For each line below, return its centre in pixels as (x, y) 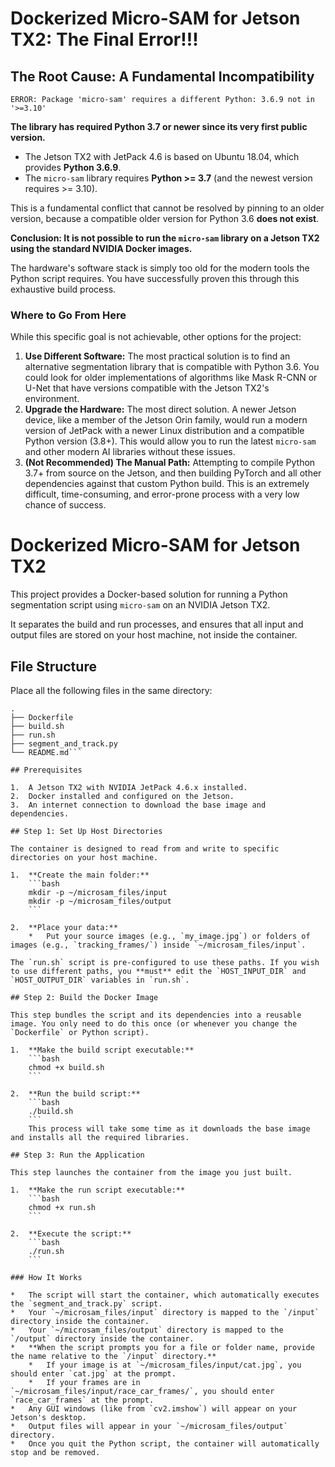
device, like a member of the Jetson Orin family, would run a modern (166, 420)
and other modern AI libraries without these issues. (130, 452)
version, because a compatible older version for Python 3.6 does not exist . (165, 218)
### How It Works (46, 1278)
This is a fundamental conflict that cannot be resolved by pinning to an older (167, 208)
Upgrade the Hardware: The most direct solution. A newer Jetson (160, 409)
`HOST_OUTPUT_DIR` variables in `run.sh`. (100, 980)
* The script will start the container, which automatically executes (165, 1295)
